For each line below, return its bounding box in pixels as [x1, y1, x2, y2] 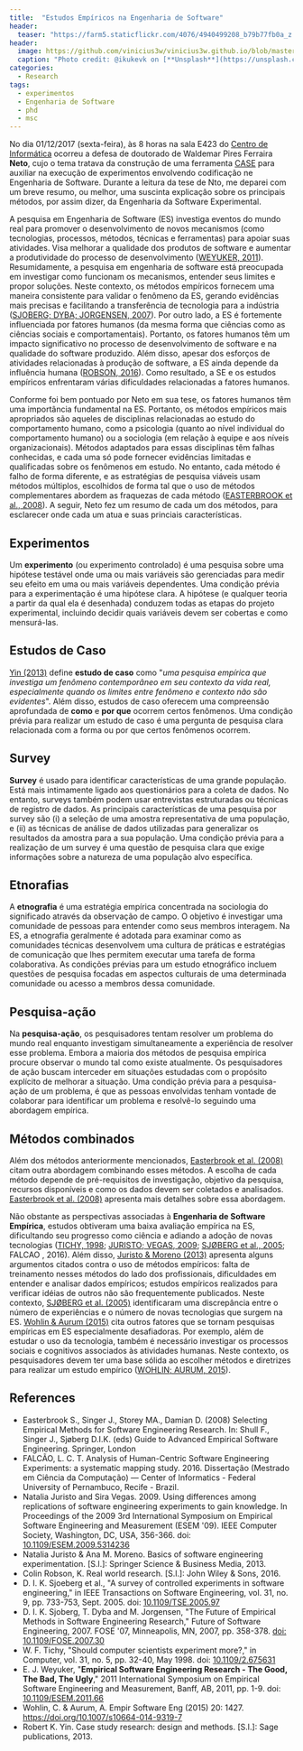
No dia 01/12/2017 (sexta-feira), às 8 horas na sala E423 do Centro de [9, 139, 269, 150]
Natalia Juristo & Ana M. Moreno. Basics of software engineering [22, 1549, 263, 1560]
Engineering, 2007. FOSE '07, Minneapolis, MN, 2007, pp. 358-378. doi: [22, 1626, 287, 1636]
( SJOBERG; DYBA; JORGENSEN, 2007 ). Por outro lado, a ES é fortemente [9, 310, 282, 320]
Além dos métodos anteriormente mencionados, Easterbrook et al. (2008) [9, 1155, 284, 1165]
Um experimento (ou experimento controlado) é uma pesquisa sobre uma [9, 559, 284, 570]
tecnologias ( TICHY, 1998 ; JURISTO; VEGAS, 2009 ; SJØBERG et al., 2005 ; [9, 1240, 286, 1250]
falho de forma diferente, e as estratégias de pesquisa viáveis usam [9, 471, 261, 482]
